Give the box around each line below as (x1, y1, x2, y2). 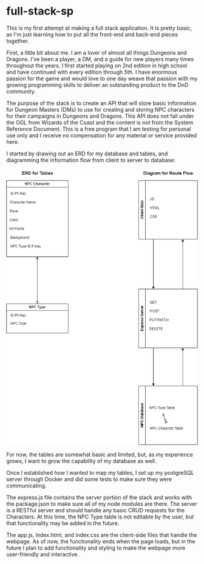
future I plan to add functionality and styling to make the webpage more (6, 545, 186, 552)
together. (6, 37, 29, 44)
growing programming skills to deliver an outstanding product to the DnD (6, 81, 189, 89)
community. (6, 87, 36, 95)
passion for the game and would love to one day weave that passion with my (6, 75, 198, 82)
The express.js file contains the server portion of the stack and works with (6, 494, 192, 501)
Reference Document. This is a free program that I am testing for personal (6, 125, 191, 132)
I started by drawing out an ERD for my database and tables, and (6, 150, 168, 157)
